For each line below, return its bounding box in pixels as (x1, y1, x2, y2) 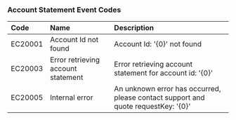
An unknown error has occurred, (114, 84, 221, 94)
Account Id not (50, 35, 99, 45)
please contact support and (114, 93, 205, 102)
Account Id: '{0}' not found (114, 39, 202, 49)
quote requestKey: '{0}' (114, 102, 191, 112)
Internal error (50, 93, 93, 102)
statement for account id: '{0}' (114, 68, 213, 78)
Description (114, 23, 155, 33)
